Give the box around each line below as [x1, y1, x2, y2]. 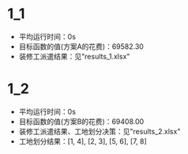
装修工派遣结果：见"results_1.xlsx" [18, 51, 130, 61]
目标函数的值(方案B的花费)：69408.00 [18, 116, 145, 126]
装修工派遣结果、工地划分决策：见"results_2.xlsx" [18, 126, 181, 136]
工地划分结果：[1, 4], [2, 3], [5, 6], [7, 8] [18, 136, 147, 146]
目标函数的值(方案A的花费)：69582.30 [18, 41, 144, 51]
